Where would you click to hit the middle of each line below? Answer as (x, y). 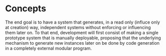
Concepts (26, 9)
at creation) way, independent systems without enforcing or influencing (78, 27)
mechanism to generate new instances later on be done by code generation (83, 43)
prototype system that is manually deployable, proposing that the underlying (83, 38)
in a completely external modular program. (49, 48)
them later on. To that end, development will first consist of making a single (82, 32)
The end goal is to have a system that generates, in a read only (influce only (83, 22)
